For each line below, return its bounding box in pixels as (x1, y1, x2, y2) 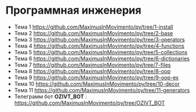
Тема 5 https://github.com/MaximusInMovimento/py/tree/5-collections (14, 48, 188, 55)
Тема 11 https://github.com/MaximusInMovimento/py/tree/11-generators (14, 86, 190, 94)
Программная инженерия (5, 4, 142, 17)
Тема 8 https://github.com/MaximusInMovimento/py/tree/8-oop (14, 67, 171, 74)
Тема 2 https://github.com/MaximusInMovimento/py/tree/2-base (14, 29, 173, 36)
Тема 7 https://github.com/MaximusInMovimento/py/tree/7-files (14, 61, 171, 69)
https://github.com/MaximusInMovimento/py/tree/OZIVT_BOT (14, 99, 165, 106)
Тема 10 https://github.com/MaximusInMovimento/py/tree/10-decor (14, 80, 180, 87)
